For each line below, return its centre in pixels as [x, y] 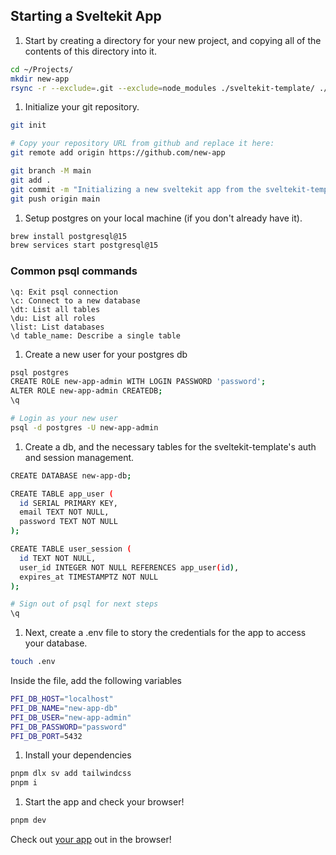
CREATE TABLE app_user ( [62, 494]
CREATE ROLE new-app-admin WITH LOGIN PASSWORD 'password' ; [138, 382]
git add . [31, 180]
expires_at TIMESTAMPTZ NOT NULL [89, 577]
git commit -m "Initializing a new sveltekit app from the [136, 189]
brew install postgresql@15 [69, 236]
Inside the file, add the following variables [96, 681]
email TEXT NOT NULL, [64, 512]
